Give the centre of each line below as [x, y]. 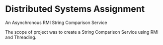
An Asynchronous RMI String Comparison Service [56, 22]
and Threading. [21, 37]
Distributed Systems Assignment [75, 9]
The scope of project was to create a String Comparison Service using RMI [82, 32]
